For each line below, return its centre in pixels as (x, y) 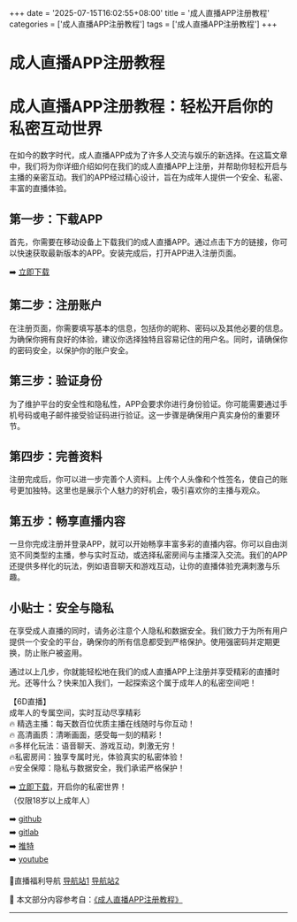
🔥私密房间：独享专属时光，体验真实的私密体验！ (97, 757)
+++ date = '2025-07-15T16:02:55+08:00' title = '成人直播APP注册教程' (139, 13)
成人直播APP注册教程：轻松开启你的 (141, 107)
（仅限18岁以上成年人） (52, 800)
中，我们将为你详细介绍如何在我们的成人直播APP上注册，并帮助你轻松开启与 (148, 166)
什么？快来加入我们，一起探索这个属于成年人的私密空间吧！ (148, 683)
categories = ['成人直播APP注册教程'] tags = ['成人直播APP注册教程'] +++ (143, 24)
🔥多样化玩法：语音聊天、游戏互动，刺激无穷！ (94, 745)
